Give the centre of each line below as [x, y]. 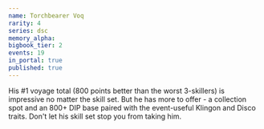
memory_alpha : [32, 38]
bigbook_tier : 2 [35, 46]
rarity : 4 [25, 23]
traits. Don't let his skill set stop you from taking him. [95, 116]
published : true [35, 68]
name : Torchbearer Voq [46, 16]
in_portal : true [35, 61]
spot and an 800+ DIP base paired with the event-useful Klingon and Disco [132, 107]
